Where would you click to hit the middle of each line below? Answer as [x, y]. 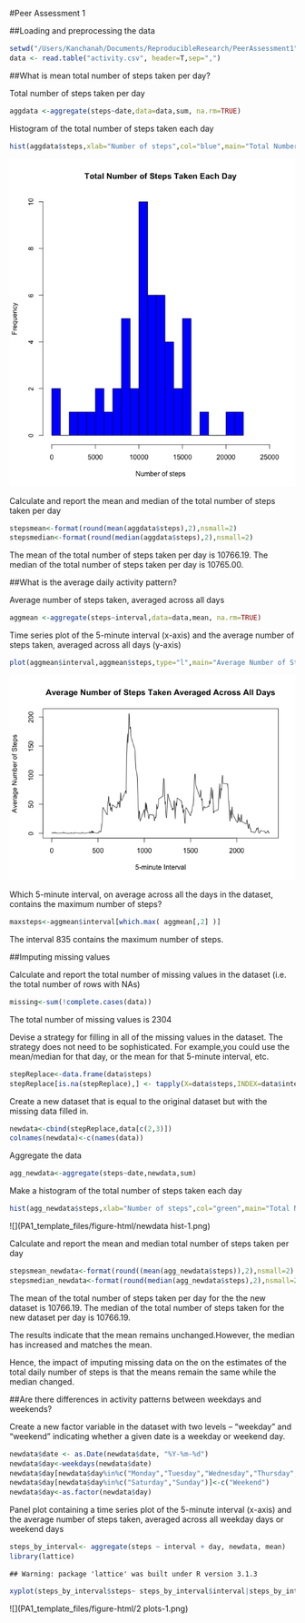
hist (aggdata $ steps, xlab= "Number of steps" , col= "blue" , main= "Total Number [154, 146]
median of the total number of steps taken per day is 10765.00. [127, 565]
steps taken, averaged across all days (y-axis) [95, 645]
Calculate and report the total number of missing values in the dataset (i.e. [148, 974]
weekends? [31, 1408]
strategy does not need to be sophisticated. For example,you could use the [150, 1046]
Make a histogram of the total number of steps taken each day [126, 1191]
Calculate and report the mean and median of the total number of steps [143, 500]
